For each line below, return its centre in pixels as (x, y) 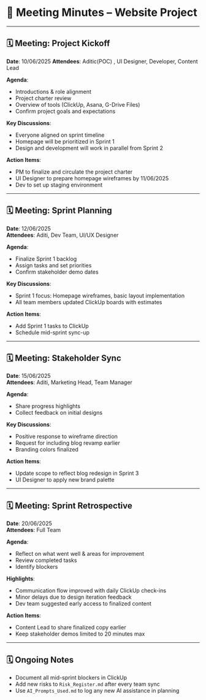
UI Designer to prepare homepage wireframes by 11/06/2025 (92, 178)
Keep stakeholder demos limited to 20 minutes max (80, 634)
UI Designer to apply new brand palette (65, 480)
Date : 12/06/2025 (29, 228)
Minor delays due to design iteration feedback (73, 597)
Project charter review (43, 98)
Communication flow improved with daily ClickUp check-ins (91, 591)
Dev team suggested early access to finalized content (83, 604)
